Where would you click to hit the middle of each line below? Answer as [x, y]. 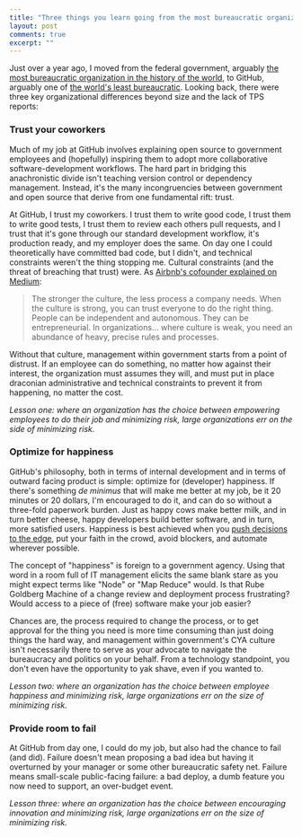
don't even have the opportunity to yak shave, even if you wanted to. [137, 668]
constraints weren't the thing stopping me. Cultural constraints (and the [142, 262]
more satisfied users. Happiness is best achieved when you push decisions [148, 529]
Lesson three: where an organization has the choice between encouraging [147, 804]
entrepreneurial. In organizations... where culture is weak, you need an [162, 327]
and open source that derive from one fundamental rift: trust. [122, 197]
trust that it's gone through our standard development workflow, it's [134, 233]
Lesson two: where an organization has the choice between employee [139, 686]
